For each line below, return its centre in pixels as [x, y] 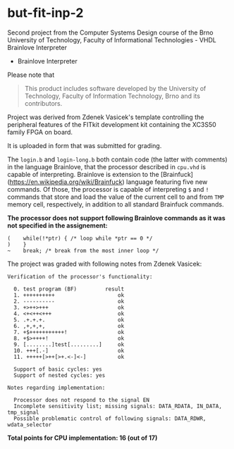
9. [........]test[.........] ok [69, 344]
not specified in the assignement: [57, 225]
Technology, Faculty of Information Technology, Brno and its [112, 96]
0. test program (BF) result [69, 289]
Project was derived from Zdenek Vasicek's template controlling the [106, 117]
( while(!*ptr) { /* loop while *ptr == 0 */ [80, 238]
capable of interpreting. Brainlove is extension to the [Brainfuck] [100, 174]
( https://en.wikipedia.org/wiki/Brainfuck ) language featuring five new [107, 182]
